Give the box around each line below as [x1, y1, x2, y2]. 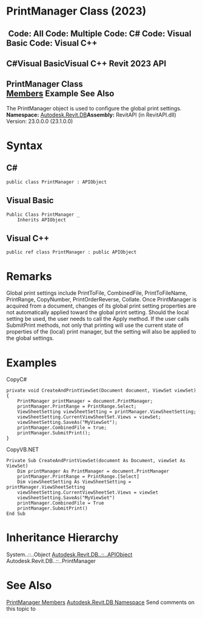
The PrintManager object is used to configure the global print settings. [6, 104, 182, 112]
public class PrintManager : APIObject [6, 179, 107, 185]
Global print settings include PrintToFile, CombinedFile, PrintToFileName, [6, 289, 188, 297]
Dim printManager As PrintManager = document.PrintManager [17, 468, 170, 474]
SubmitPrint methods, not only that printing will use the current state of [6, 321, 184, 329]
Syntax [6, 138, 43, 152]
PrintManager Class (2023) [6, 4, 147, 18]
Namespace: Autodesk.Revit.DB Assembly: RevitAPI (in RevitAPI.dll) [6, 111, 177, 118]
